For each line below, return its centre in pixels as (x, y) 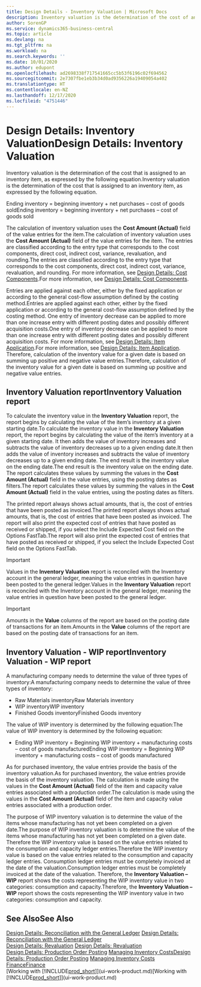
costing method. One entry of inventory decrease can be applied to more (96, 316)
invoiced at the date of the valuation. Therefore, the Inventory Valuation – (97, 874)
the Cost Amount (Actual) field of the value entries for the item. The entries (100, 240)
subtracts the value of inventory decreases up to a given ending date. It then (100, 448)
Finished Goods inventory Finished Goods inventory (78, 713)
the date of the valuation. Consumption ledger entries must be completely (96, 868)
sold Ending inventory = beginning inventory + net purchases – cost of (92, 210)
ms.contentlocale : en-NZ (37, 90)
